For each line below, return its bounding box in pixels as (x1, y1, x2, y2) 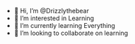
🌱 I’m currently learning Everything (13, 22, 115, 29)
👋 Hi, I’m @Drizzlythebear (13, 7, 90, 15)
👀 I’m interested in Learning (13, 14, 94, 22)
